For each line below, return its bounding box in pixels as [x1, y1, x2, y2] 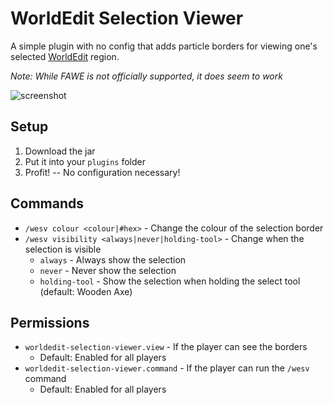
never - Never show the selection [39, 264, 177, 276]
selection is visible [24, 243, 102, 255]
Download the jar [24, 145, 96, 157]
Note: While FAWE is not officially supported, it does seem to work [10, 70, 283, 82]
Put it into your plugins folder [24, 155, 146, 167]
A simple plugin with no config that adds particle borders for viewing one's [10, 40, 318, 52]
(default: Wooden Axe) [39, 285, 133, 297]
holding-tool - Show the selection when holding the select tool [39, 275, 301, 287]
